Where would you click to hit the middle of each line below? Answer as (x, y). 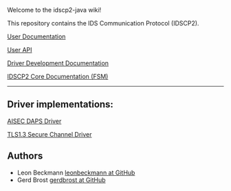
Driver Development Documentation (58, 63)
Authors (25, 156)
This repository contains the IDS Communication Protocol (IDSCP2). (103, 23)
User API (20, 50)
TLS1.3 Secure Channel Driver (49, 134)
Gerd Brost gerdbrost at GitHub (61, 180)
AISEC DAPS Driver (34, 121)
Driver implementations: (60, 105)
